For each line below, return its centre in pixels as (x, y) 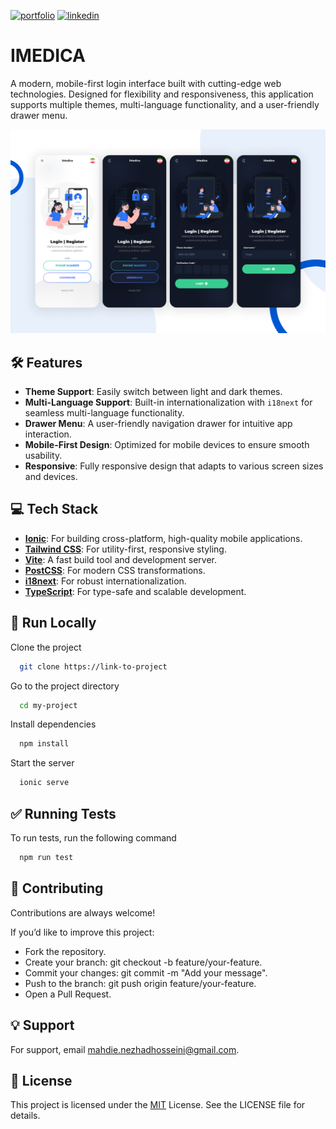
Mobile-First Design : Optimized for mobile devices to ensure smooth (167, 445)
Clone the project (46, 647)
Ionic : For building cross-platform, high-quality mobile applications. (163, 538)
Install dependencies (53, 724)
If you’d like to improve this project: (82, 932)
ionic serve (44, 783)
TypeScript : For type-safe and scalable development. (135, 591)
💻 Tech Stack (54, 509)
